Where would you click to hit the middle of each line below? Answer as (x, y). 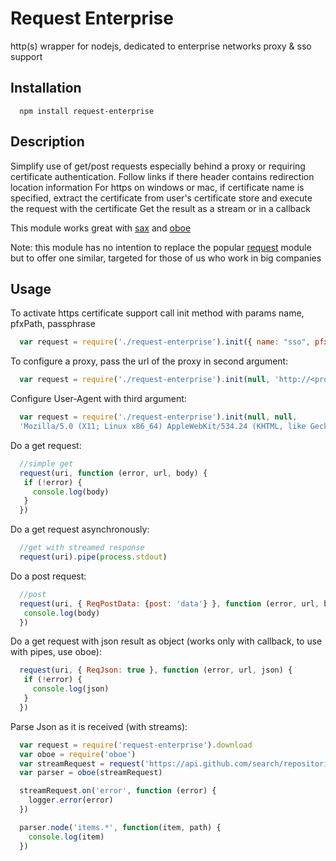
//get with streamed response (82, 548)
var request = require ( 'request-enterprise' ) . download (136, 745)
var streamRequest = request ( (82, 763)
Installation (46, 88)
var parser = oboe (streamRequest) (91, 773)
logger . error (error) (71, 800)
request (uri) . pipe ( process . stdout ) (93, 557)
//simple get (46, 463)
